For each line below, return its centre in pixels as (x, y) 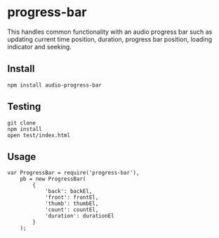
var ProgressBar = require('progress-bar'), (73, 173)
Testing (24, 107)
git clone (22, 123)
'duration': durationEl (79, 216)
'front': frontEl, (72, 198)
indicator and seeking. (39, 46)
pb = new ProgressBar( (53, 179)
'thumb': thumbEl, (72, 204)
